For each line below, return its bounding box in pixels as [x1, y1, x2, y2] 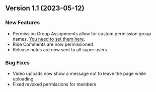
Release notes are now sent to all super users [12, 46, 107, 52]
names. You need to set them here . [12, 36, 86, 42]
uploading [12, 75, 34, 82]
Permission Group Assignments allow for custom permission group [12, 30, 151, 37]
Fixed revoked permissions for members [12, 81, 97, 87]
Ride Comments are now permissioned [12, 41, 93, 47]
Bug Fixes [5, 59, 30, 66]
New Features [5, 19, 40, 26]
